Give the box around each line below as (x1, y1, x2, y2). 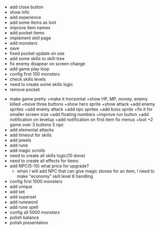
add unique (9, 184, 32, 189)
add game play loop (9, 66, 49, 72)
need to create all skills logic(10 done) (9, 153, 86, 158)
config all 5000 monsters (9, 210, 60, 215)
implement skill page (9, 35, 51, 41)
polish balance (9, 214, 39, 220)
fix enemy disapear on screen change (9, 61, 86, 66)
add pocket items (9, 30, 45, 35)
